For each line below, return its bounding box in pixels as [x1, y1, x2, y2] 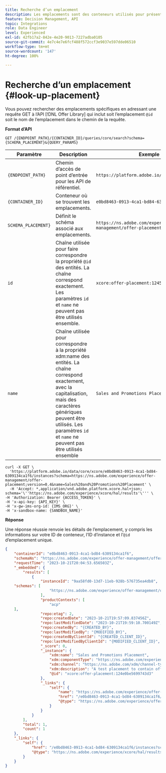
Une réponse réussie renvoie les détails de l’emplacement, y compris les [5, 526, 153, 532]
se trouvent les [55, 198, 90, 205]
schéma [55, 219, 74, 226]
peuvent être [55, 415, 85, 422]
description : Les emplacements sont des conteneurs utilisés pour [5, 12, 145, 17]
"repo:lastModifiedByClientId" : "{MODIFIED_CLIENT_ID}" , [40, 639, 161, 644]
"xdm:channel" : [49, 662, 81, 667]
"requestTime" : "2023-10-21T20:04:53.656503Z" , [14, 560, 114, 566]
